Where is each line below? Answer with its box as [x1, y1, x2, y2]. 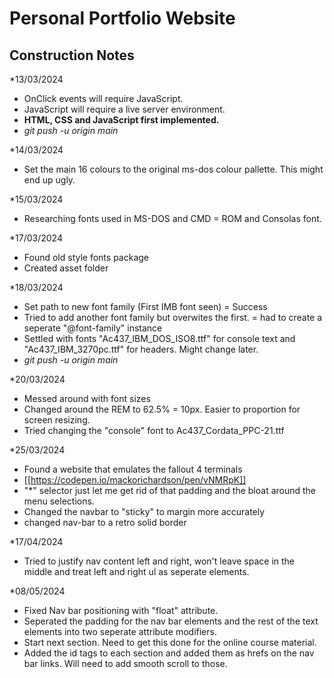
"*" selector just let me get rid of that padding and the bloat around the [23, 485, 317, 496]
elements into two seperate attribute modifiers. [23, 626, 217, 637]
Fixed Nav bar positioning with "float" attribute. [23, 605, 219, 616]
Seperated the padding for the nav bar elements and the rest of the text [23, 615, 319, 627]
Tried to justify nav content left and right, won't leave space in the [23, 555, 296, 567]
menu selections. [23, 495, 95, 507]
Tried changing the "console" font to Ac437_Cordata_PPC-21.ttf [23, 425, 285, 436]
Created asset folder [23, 262, 109, 274]
